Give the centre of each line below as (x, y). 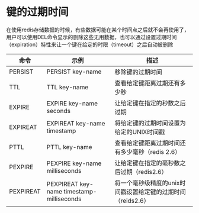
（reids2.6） (132, 201)
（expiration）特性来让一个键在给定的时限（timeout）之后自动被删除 (90, 44)
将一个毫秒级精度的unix (147, 183)
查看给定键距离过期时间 (147, 143)
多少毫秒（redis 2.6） (151, 151)
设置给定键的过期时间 (156, 192)
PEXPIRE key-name (74, 163)
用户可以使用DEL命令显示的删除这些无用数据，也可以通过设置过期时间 (92, 37)
